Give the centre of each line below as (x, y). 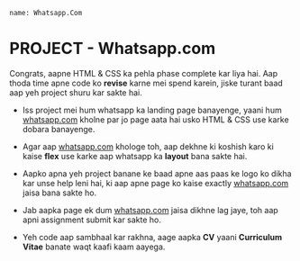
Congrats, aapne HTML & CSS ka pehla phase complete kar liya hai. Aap (144, 73)
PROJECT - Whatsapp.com (113, 49)
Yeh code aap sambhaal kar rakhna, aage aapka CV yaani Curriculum (152, 237)
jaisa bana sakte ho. (59, 193)
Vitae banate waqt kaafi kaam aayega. (94, 247)
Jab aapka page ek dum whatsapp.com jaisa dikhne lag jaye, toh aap (150, 210)
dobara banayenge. (59, 129)
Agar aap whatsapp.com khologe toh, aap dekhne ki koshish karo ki (148, 146)
